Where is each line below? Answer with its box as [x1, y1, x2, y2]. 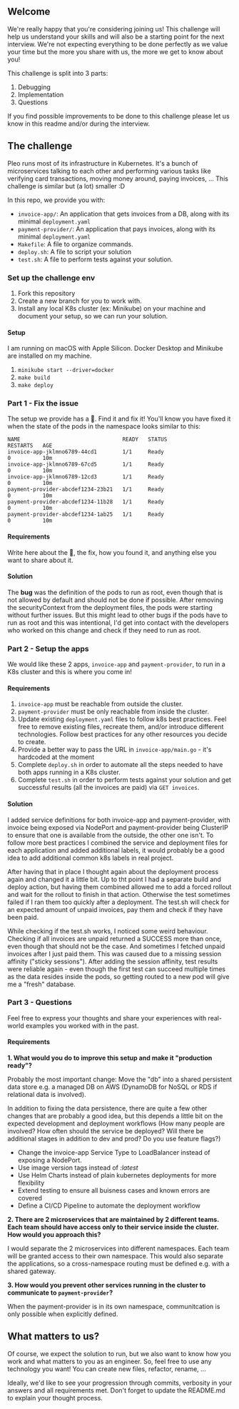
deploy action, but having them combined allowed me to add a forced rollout [7, 882, 232, 891]
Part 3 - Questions [7, 998, 73, 1008]
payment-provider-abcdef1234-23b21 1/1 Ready [7, 486, 164, 493]
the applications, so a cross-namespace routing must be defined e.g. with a [7, 1260, 230, 1268]
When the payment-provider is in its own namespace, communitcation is [7, 1303, 220, 1311]
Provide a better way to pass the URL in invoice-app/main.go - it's [17, 746, 212, 754]
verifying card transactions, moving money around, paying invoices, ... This [7, 174, 228, 183]
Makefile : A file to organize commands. [17, 239, 133, 249]
